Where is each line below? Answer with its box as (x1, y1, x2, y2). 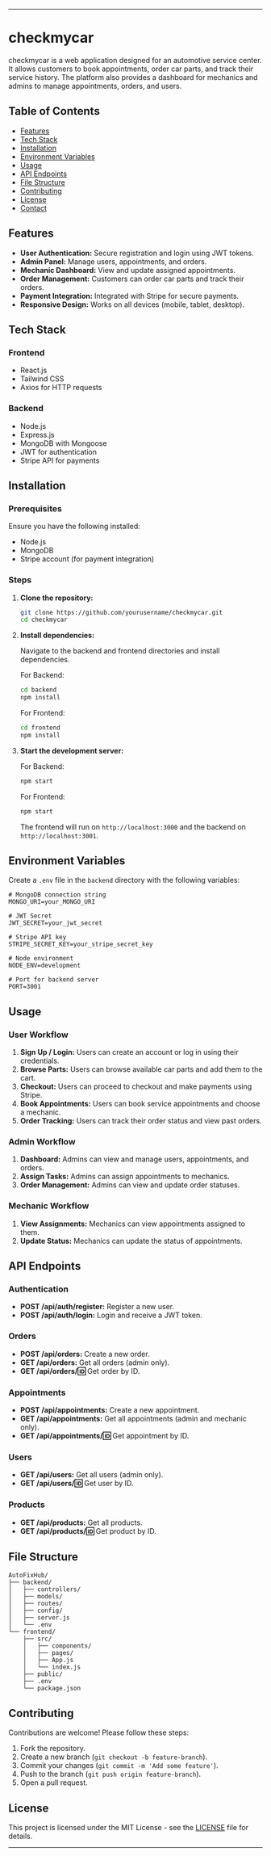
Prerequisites (8, 502, 62, 514)
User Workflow (8, 1029, 69, 1040)
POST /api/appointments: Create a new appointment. (19, 1405, 200, 1414)
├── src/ (23, 1635, 52, 1644)
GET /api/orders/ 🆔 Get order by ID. (19, 1366, 140, 1375)
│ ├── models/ (8, 1593, 63, 1601)
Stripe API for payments (19, 456, 100, 465)
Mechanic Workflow (8, 1200, 90, 1211)
